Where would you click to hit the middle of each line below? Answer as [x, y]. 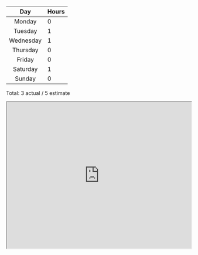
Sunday [25, 79]
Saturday [25, 69]
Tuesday [25, 31]
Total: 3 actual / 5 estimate [38, 93]
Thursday [25, 50]
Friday [25, 59]
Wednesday [25, 40]
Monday [25, 21]
